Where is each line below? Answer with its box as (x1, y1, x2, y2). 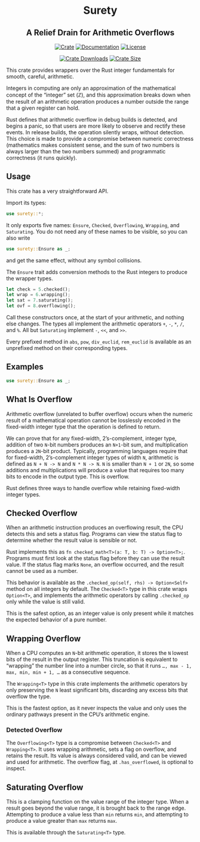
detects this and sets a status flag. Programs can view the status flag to (6, 530, 182, 538)
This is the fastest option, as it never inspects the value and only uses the (6, 705, 187, 712)
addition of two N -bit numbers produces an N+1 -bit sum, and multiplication (6, 441, 188, 448)
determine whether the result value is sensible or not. (6, 537, 137, 544)
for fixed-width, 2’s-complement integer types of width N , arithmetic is (6, 454, 179, 461)
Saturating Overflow (6, 782, 84, 792)
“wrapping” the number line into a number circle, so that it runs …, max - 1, (6, 662, 192, 669)
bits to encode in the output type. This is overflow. (6, 473, 130, 480)
